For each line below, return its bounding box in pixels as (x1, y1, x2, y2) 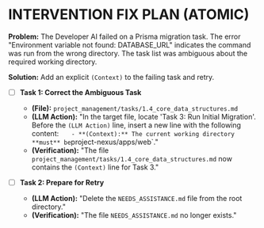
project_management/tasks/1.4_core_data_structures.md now (31, 154, 232, 163)
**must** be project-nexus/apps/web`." (31, 137, 159, 146)
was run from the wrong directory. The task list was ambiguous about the (8, 48, 248, 58)
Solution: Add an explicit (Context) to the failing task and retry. (8, 72, 215, 82)
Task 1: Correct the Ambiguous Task (19, 87, 142, 97)
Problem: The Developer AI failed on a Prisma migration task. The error (8, 32, 241, 41)
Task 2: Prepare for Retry (19, 178, 105, 187)
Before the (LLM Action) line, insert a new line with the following (31, 120, 242, 130)
